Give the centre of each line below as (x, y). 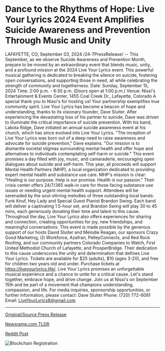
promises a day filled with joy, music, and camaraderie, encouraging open (80, 159)
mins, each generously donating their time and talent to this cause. (72, 211)
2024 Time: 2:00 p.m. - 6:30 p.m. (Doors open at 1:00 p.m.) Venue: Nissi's (80, 91)
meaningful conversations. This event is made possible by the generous (78, 227)
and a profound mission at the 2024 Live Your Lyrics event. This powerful (79, 70)
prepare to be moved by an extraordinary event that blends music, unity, (78, 65)
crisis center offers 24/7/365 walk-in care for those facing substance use (79, 185)
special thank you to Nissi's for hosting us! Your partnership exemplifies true (82, 101)
